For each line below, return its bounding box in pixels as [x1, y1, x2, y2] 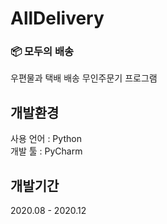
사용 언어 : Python [10, 133, 82, 145]
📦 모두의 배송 [10, 45, 75, 59]
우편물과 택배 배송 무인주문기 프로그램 [10, 72, 158, 84]
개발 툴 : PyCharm [10, 145, 83, 157]
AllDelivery [10, 7, 105, 30]
